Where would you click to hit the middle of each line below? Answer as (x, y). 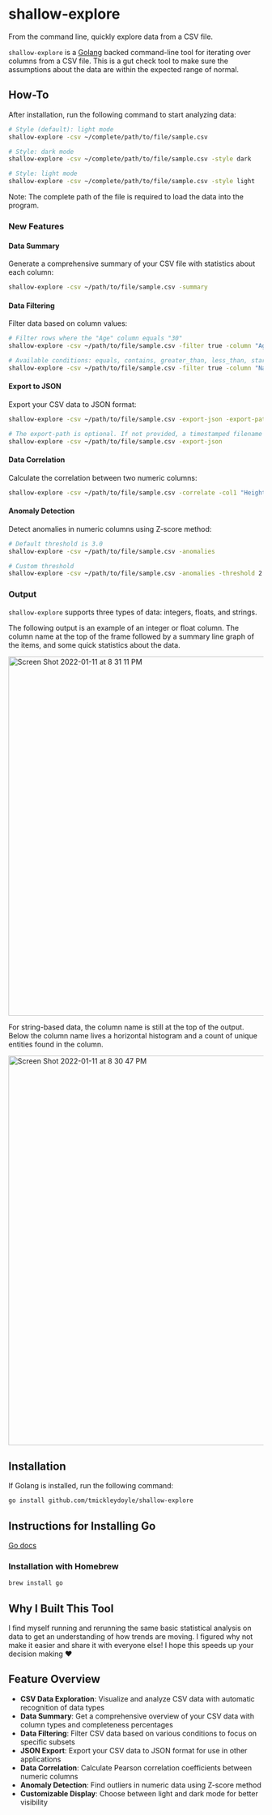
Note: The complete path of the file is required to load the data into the (126, 197)
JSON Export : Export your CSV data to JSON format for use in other (134, 1750)
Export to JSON (35, 387)
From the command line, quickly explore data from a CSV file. (110, 36)
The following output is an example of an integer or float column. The (124, 627)
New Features (36, 226)
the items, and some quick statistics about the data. (94, 644)
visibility (34, 1802)
